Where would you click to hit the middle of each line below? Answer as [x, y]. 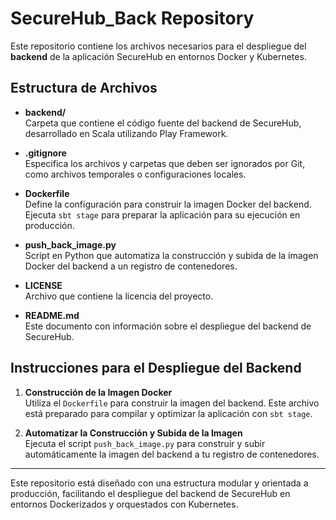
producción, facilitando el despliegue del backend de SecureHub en [150, 493]
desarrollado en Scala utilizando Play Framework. [126, 133]
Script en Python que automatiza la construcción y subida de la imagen [171, 255]
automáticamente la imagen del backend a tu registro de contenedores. [172, 454]
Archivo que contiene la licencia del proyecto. [119, 296]
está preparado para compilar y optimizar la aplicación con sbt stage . [168, 413]
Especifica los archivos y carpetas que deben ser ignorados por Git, [165, 163]
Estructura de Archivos [84, 88]
